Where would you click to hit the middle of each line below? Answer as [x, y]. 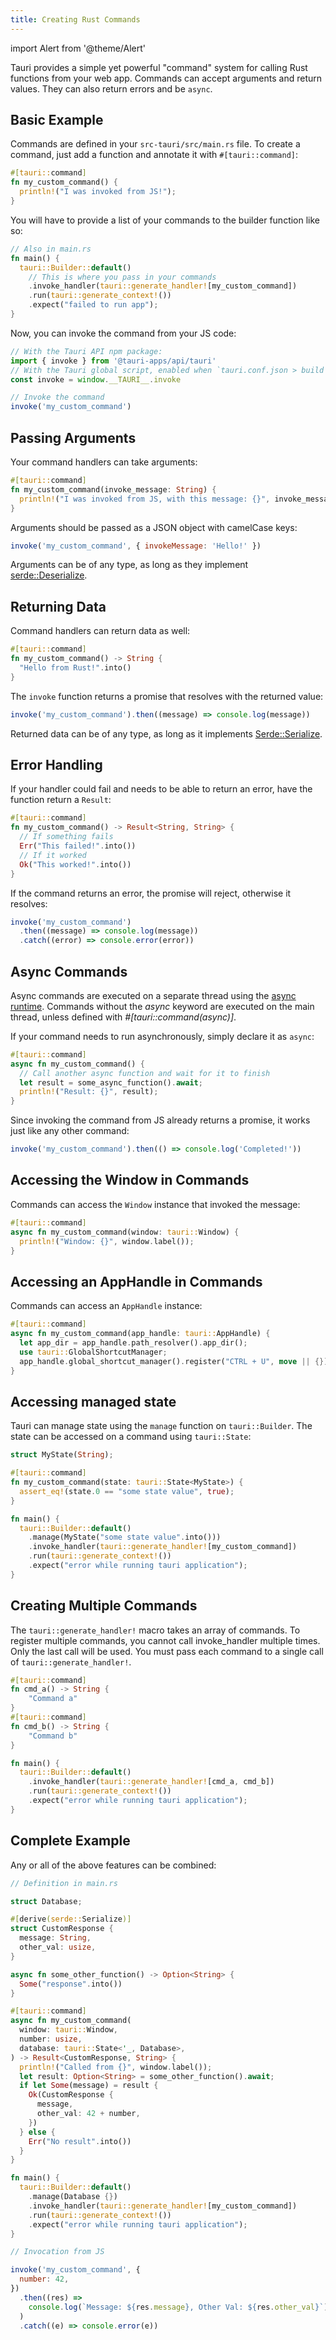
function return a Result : [61, 800]
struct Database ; [46, 1901]
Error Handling [56, 764]
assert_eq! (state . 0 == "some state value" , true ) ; [127, 1491]
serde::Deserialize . [49, 575]
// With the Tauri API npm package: [86, 351]
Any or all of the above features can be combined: [113, 1865]
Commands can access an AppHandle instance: [106, 1306]
